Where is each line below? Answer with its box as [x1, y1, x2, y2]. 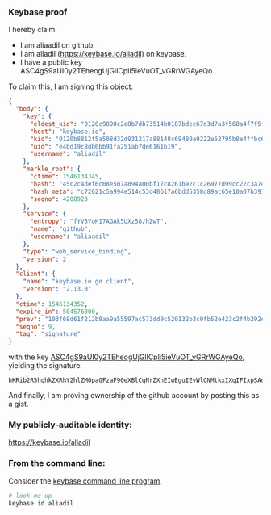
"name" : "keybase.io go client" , [23, 278, 135, 286]
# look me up [8, 492, 52, 500]
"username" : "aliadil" [29, 150, 106, 158]
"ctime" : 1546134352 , [15, 299, 89, 308]
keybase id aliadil [8, 499, 74, 507]
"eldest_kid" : [29, 119, 78, 128]
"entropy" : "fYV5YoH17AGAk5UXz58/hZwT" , [29, 217, 168, 226]
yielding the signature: [8, 361, 83, 371]
